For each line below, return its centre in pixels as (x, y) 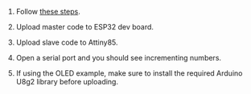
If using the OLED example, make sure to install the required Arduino (129, 73)
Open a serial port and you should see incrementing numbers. (119, 58)
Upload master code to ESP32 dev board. (85, 27)
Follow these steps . (48, 12)
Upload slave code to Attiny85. (67, 42)
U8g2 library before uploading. (67, 82)
